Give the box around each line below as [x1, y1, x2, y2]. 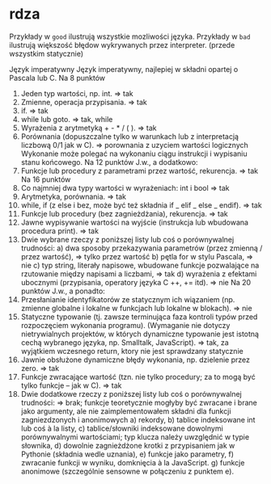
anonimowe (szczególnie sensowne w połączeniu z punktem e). [20, 466, 234, 476]
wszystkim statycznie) [9, 48, 84, 58]
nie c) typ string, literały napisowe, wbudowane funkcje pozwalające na [20, 260, 260, 270]
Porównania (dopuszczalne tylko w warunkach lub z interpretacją [20, 131, 239, 141]
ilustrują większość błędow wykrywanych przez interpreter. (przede [9, 40, 235, 49]
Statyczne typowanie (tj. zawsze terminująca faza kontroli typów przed [20, 312, 258, 322]
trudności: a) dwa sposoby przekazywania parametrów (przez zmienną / [20, 243, 263, 253]
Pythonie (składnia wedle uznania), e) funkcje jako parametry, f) [20, 449, 234, 459]
